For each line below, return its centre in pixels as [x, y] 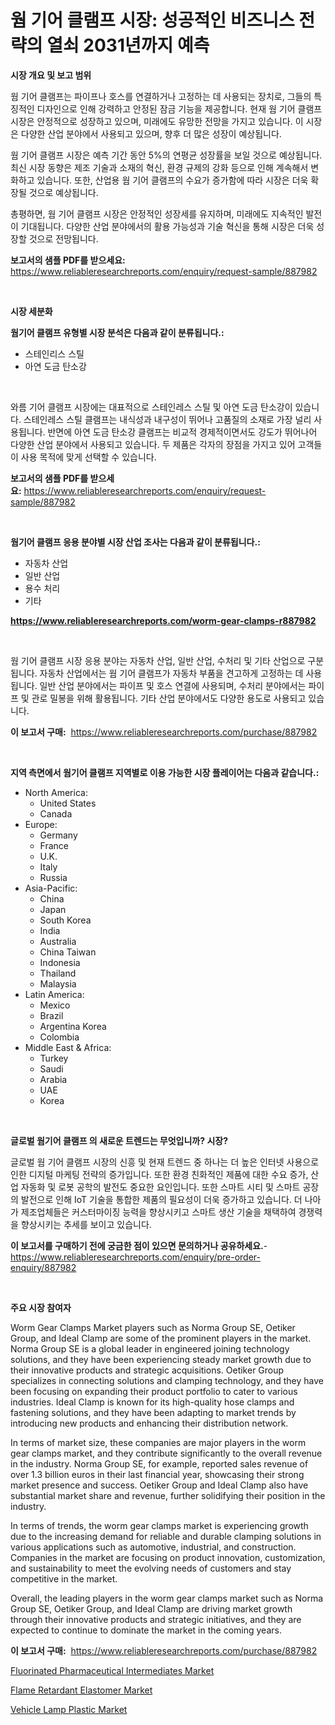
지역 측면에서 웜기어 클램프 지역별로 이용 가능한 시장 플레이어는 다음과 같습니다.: [165, 772]
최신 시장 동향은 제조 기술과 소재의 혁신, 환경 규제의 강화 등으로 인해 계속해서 [159, 167]
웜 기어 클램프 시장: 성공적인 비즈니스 [152, 20]
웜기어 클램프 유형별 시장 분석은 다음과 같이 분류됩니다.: [117, 332]
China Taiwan [68, 952]
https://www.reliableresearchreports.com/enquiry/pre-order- [135, 1257]
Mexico [55, 1005]
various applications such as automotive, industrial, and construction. [153, 1547]
